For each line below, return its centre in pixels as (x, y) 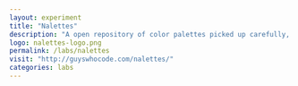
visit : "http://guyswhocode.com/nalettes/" (92, 59)
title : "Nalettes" (43, 26)
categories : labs (42, 68)
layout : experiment (46, 17)
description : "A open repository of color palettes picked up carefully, (150, 34)
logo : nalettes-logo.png (55, 43)
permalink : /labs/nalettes (60, 51)
